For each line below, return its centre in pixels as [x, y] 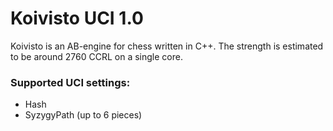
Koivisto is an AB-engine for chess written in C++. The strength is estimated [167, 46]
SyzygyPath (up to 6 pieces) [83, 115]
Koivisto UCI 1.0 [77, 18]
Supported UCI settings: [70, 82]
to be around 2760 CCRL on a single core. [96, 56]
